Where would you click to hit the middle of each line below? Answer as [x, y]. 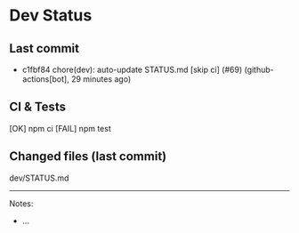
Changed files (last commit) [88, 157]
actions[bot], [45, 79]
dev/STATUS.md [39, 178]
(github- [259, 69]
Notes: [21, 203]
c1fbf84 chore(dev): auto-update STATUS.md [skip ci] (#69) [132, 69]
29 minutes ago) [101, 79]
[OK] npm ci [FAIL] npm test [60, 128]
